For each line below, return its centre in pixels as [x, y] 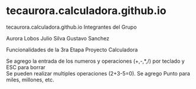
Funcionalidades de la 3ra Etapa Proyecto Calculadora [72, 49]
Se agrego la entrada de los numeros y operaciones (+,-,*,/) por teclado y [95, 61]
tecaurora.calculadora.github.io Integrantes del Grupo [71, 27]
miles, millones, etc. [30, 80]
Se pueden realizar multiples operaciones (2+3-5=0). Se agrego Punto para [98, 73]
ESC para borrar [26, 67]
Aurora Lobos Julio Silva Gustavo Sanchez [58, 38]
